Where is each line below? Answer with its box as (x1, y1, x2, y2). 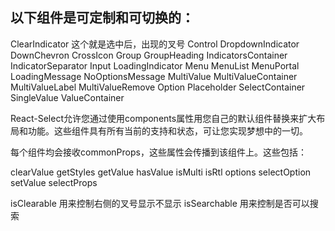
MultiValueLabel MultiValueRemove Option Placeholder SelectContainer (10, 81, 306, 93)
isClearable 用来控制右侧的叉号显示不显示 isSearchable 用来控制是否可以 (10, 197, 310, 209)
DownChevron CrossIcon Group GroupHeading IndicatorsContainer (10, 49, 288, 61)
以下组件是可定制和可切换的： (10, 9, 195, 27)
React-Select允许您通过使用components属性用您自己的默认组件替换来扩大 (10, 112, 317, 124)
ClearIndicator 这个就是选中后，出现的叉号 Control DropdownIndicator (10, 38, 300, 50)
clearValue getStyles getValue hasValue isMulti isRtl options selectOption (10, 166, 312, 178)
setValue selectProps (10, 176, 98, 188)
